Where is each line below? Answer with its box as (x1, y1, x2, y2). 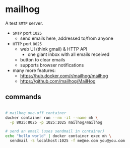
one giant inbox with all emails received (27, 51, 110, 57)
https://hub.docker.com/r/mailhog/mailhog (20, 72, 108, 79)
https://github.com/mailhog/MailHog (20, 78, 96, 84)
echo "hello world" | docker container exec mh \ (5, 133, 112, 139)
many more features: (12, 67, 56, 73)
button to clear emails (20, 56, 66, 62)
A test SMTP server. (5, 20, 43, 26)
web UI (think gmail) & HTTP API (20, 46, 88, 52)
